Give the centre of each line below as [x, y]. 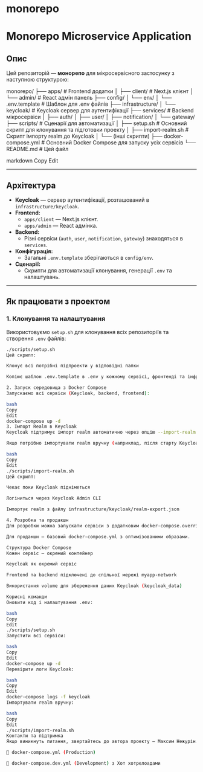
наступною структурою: [38, 80]
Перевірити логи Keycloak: [40, 669]
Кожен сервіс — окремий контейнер [50, 553]
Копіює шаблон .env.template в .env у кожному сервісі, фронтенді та [96, 377]
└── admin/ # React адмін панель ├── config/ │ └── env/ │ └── [89, 98]
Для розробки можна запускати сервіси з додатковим [72, 526]
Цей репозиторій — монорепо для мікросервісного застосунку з [90, 73]
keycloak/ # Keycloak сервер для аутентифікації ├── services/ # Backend [100, 111]
